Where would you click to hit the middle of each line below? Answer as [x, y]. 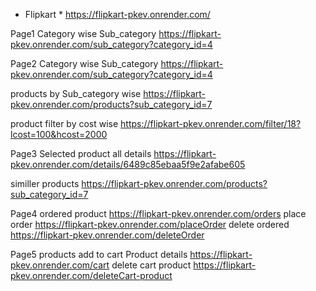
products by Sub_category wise [76, 93]
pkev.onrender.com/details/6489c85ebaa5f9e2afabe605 [128, 164]
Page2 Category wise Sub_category [84, 63]
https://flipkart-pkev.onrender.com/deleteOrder [107, 235]
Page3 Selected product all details [81, 153]
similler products [45, 183]
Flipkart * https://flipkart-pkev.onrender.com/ [117, 14]
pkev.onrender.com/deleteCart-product [91, 275]
